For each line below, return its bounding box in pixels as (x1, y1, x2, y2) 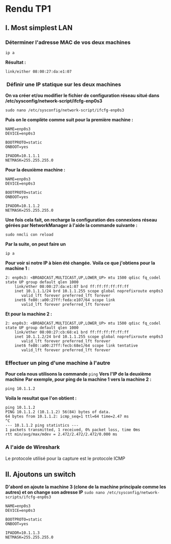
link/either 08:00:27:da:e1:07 (5, 69, 72, 74)
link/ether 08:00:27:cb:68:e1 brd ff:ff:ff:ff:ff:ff (14, 330, 129, 335)
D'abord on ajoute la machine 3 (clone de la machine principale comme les (5, 483, 166, 490)
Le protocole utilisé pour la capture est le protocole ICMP (5, 455, 126, 461)
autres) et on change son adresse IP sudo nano (5, 489, 105, 495)
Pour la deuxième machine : (5, 167, 65, 173)
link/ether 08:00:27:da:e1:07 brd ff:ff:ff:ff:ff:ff (14, 284, 129, 289)
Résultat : (5, 59, 27, 65)
